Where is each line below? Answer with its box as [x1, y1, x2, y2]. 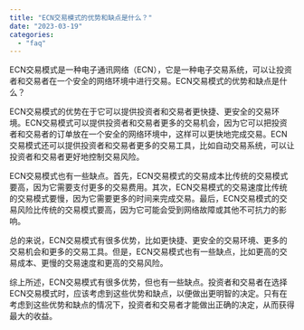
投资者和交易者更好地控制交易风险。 [9, 151, 145, 163]
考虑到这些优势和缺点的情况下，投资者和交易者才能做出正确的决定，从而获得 [9, 299, 295, 310]
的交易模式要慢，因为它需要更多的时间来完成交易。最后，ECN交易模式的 [9, 193, 280, 204]
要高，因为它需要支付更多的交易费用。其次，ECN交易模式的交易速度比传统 [9, 182, 288, 193]
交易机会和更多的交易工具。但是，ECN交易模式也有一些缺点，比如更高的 [9, 246, 280, 258]
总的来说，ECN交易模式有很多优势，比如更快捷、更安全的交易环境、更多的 [9, 235, 288, 246]
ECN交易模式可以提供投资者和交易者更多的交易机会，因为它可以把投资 [24, 118, 288, 128]
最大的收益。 [9, 311, 57, 322]
